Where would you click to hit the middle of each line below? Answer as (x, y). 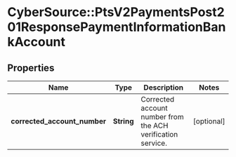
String (124, 121)
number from (162, 117)
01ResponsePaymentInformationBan (117, 27)
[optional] (209, 121)
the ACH (155, 125)
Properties (31, 68)
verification (159, 134)
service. (154, 143)
